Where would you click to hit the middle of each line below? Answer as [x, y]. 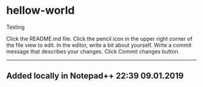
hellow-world [40, 10]
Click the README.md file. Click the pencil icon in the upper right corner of [99, 38]
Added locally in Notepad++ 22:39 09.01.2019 [95, 76]
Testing [16, 27]
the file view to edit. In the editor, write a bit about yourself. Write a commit [99, 45]
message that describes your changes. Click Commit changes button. [93, 51]
